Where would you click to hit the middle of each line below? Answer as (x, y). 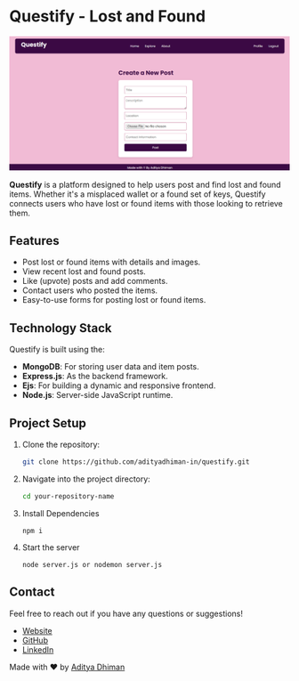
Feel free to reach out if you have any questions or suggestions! (126, 613)
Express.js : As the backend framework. (95, 377)
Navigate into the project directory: (86, 479)
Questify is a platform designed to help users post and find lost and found (145, 184)
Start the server (51, 547)
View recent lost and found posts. (84, 272)
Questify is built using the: (57, 350)
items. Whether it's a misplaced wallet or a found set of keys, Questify (137, 194)
